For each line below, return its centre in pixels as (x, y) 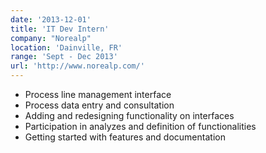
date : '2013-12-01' (51, 19)
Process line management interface (98, 94)
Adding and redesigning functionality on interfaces (129, 115)
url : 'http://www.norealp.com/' (77, 66)
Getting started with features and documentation (125, 137)
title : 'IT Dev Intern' (60, 29)
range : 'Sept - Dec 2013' (64, 57)
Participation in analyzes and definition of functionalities (140, 126)
